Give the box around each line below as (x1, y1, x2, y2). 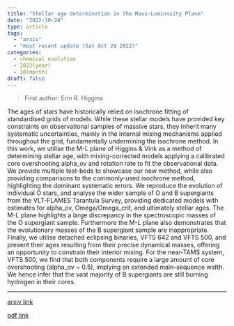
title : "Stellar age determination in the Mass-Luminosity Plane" (7, 10, 204, 17)
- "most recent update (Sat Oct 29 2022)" (13, 42, 139, 49)
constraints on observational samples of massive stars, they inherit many (7, 123, 217, 131)
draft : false (7, 75, 45, 82)
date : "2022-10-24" (7, 17, 64, 24)
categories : (7, 49, 42, 56)
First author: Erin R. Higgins (24, 94, 103, 102)
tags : (7, 29, 23, 37)
